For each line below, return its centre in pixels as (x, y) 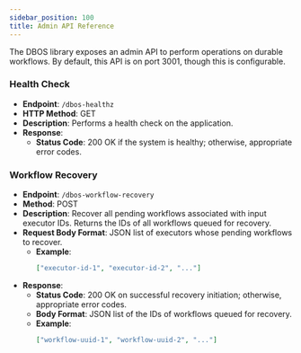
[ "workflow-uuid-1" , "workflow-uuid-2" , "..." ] (126, 340)
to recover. (42, 243)
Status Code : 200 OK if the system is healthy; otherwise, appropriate (164, 142)
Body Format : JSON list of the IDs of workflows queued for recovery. (164, 313)
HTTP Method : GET (59, 113)
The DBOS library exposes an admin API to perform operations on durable (146, 51)
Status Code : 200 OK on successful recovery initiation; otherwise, (159, 295)
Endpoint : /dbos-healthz (68, 103)
